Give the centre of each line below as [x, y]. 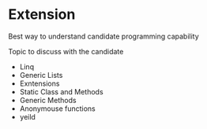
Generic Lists [41, 75]
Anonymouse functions [58, 109]
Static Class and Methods [62, 91]
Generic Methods [48, 100]
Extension [42, 15]
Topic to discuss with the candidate [66, 51]
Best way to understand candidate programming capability [103, 36]
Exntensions [40, 83]
